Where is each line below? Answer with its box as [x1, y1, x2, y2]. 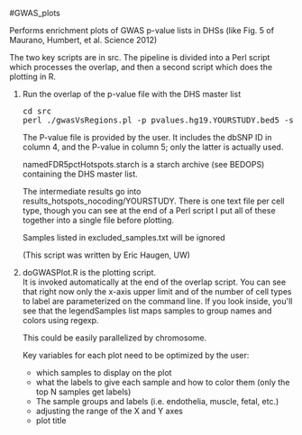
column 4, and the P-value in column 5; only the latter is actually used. [22, 141, 284, 152]
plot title [35, 415, 67, 426]
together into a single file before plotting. [22, 215, 174, 225]
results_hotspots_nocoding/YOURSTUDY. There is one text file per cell [22, 195, 285, 206]
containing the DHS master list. [22, 168, 138, 179]
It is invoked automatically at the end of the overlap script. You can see [22, 276, 287, 287]
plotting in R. [9, 71, 57, 82]
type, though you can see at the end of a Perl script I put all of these [22, 205, 277, 215]
